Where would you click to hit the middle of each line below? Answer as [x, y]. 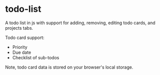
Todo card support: [25, 37]
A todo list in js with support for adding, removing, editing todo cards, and [80, 23]
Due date [22, 52]
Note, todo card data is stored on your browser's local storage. [69, 67]
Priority [20, 47]
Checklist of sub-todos [36, 57]
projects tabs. [19, 28]
